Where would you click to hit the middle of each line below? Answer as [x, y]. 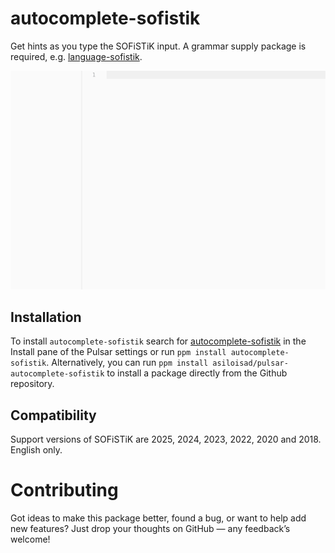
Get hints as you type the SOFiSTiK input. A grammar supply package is [158, 46]
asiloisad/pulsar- [250, 363]
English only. [36, 450]
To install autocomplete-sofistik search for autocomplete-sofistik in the [158, 341]
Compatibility [53, 415]
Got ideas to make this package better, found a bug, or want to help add [158, 518]
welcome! [30, 539]
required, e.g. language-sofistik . [76, 56]
